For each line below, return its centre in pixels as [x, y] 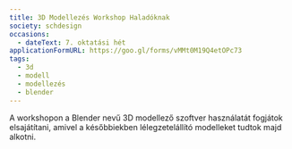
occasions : [30, 34]
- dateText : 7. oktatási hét [72, 42]
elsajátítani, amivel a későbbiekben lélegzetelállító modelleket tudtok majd [146, 127]
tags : [19, 59]
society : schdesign [46, 26]
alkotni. [23, 137]
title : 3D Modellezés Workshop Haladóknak [90, 17]
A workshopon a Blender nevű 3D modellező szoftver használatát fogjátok [146, 118]
